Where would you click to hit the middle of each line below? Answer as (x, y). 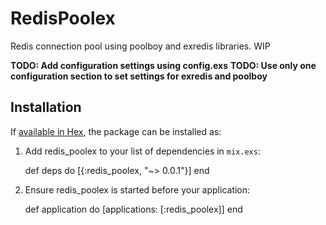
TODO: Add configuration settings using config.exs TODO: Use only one (163, 65)
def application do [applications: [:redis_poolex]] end (133, 209)
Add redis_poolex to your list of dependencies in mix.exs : (142, 151)
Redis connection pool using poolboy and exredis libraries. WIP (140, 46)
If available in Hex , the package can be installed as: (116, 131)
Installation (46, 107)
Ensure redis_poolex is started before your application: (137, 189)
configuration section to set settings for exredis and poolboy (139, 76)
